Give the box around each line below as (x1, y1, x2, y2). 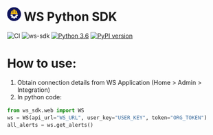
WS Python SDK (23, 9, 117, 25)
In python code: (16, 93, 62, 101)
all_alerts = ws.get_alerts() (7, 121, 94, 128)
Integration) (16, 86, 50, 94)
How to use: (7, 56, 77, 71)
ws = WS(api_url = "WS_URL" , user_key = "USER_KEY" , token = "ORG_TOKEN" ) (7, 114, 208, 121)
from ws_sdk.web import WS (7, 107, 85, 114)
